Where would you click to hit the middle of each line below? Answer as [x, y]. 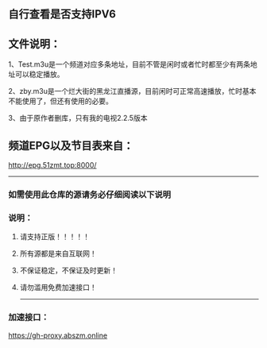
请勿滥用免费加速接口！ [58, 288]
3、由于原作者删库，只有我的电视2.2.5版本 [78, 118]
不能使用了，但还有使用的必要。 [60, 101]
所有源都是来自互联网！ [58, 253]
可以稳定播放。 [39, 75]
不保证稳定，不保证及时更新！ [68, 271]
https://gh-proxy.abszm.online [58, 335]
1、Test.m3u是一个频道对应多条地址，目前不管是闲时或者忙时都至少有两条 [129, 64]
